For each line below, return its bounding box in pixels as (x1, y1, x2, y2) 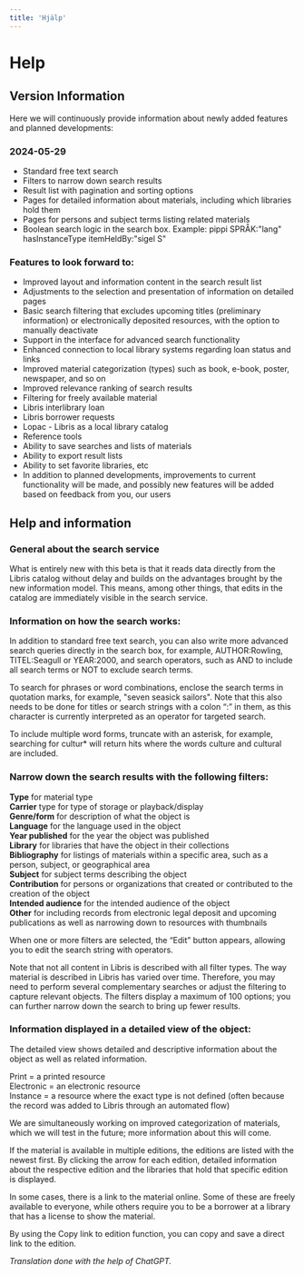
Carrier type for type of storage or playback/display (9, 801, 204, 812)
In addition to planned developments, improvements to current (22, 470, 256, 481)
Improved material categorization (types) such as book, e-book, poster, (22, 364, 290, 374)
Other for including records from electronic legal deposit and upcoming (9, 907, 277, 918)
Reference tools (22, 431, 83, 442)
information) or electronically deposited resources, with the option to (22, 315, 279, 326)
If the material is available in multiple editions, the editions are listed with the (9, 1144, 295, 1155)
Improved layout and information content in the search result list (22, 276, 262, 287)
